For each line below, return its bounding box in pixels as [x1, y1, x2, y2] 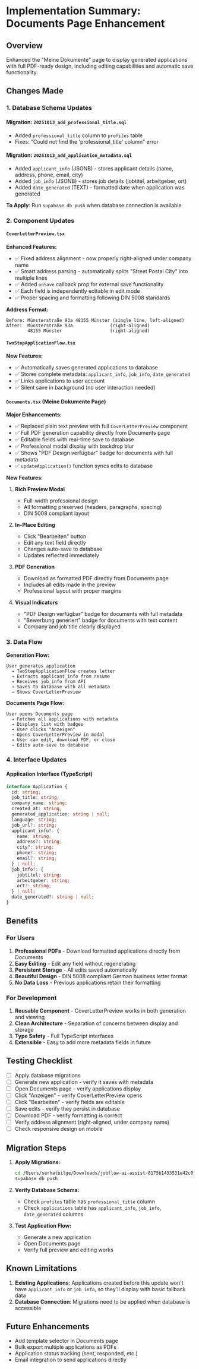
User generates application [6, 663, 76, 669]
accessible [14, 1304, 42, 1311]
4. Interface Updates [6, 755, 67, 764]
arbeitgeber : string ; [17, 877, 70, 883]
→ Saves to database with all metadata [11, 684, 110, 690]
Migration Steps [6, 1143, 67, 1153]
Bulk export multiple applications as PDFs [14, 1343, 117, 1351]
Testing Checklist [6, 1056, 72, 1066]
